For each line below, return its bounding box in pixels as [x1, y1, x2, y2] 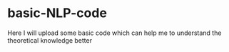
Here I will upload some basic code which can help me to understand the [7, 28, 222, 37]
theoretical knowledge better [7, 36, 93, 44]
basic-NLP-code [7, 5, 107, 21]
